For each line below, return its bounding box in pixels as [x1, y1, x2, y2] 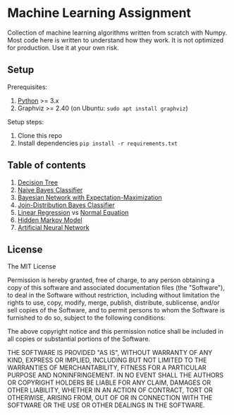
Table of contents [7, 159, 86, 171]
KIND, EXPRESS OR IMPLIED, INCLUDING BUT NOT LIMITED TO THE [7, 356, 207, 365]
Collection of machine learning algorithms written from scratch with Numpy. [7, 28, 228, 37]
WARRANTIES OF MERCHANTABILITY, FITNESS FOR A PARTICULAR [7, 363, 207, 372]
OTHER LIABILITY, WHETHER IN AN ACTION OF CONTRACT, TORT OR [7, 386, 213, 394]
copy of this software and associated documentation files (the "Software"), [7, 284, 226, 292]
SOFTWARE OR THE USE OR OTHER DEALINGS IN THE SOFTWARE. [7, 401, 205, 409]
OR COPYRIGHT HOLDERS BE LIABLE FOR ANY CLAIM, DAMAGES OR [7, 378, 211, 387]
